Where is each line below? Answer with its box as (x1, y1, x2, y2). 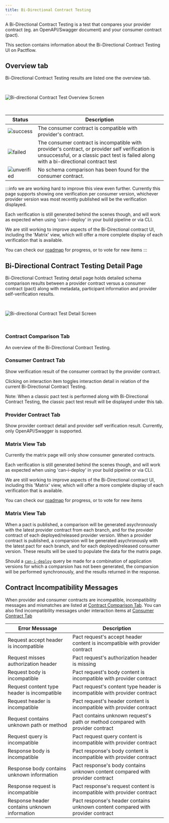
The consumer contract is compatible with (37, 124, 138, 132)
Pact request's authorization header (72, 654, 157, 661)
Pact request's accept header (72, 633, 142, 640)
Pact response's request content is (72, 782, 155, 789)
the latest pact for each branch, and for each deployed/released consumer (5, 543, 160, 549)
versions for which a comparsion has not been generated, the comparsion (5, 563, 159, 569)
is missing (72, 660, 97, 667)
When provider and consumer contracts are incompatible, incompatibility (5, 597, 157, 603)
